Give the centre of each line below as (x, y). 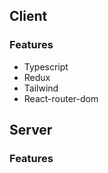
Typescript (46, 66)
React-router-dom (61, 98)
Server (31, 130)
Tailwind (41, 88)
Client (28, 16)
